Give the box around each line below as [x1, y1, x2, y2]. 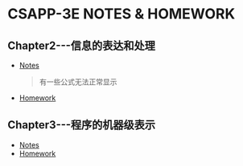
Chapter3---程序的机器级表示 [7, 118, 156, 132]
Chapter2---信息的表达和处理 [7, 38, 156, 52]
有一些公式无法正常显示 [39, 77, 117, 87]
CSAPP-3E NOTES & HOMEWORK [7, 5, 236, 23]
